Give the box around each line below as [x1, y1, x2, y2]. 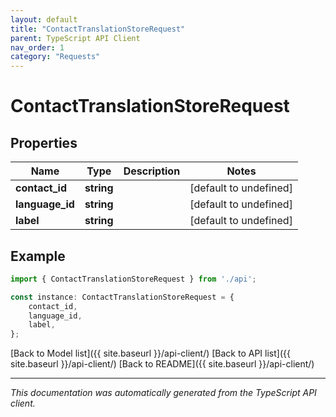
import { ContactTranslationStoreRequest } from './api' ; [10, 274, 257, 284]
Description [123, 164, 181, 178]
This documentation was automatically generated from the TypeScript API [10, 387, 317, 399]
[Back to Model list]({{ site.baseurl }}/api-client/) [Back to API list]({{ [10, 347, 291, 360]
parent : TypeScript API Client [10, 33, 141, 43]
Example [10, 247, 66, 265]
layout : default [10, 14, 78, 25]
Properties [10, 134, 78, 151]
